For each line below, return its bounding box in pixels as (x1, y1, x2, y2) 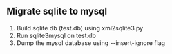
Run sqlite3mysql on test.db (16, 31, 96, 39)
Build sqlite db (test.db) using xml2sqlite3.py (16, 24, 144, 32)
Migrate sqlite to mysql (6, 6, 108, 17)
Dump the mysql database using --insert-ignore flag (16, 38, 166, 47)
